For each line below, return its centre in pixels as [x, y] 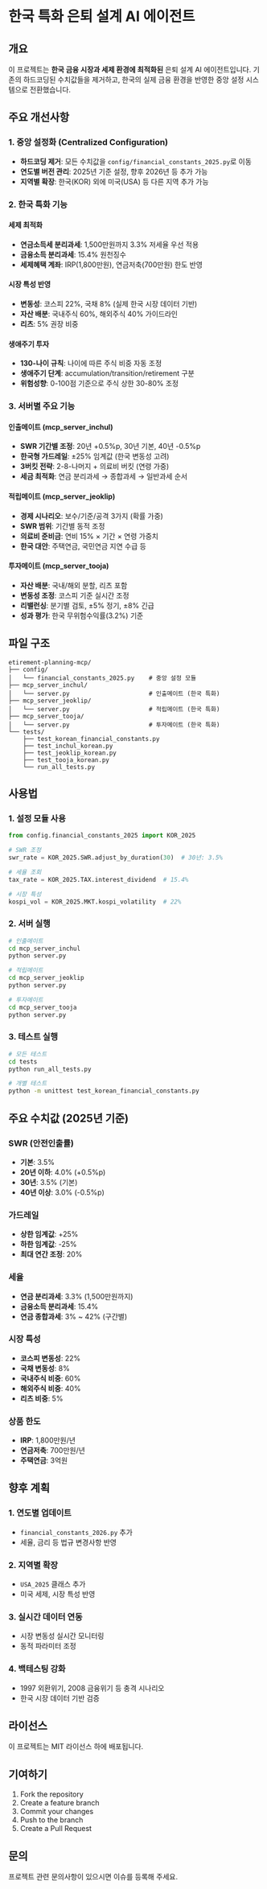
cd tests [23, 1062]
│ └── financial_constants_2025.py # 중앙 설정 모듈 [103, 678]
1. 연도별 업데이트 [40, 1513]
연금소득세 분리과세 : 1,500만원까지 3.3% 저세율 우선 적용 [109, 244]
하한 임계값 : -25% [49, 1245]
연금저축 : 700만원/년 [53, 1451]
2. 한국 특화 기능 [38, 204]
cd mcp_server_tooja [43, 1007]
